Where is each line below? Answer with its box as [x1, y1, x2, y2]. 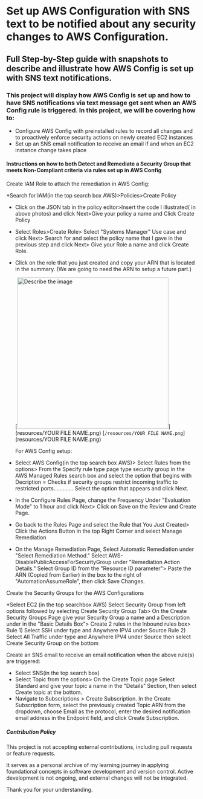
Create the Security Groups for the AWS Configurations [6, 589, 144, 597]
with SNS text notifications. [6, 72, 112, 83]
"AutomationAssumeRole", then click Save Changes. [14, 578, 145, 585]
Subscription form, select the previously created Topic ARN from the [14, 702, 186, 709]
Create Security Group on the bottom [6, 640, 98, 647]
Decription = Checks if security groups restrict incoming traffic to [14, 478, 178, 486]
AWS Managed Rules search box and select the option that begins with [14, 472, 192, 480]
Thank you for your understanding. [6, 786, 93, 794]
